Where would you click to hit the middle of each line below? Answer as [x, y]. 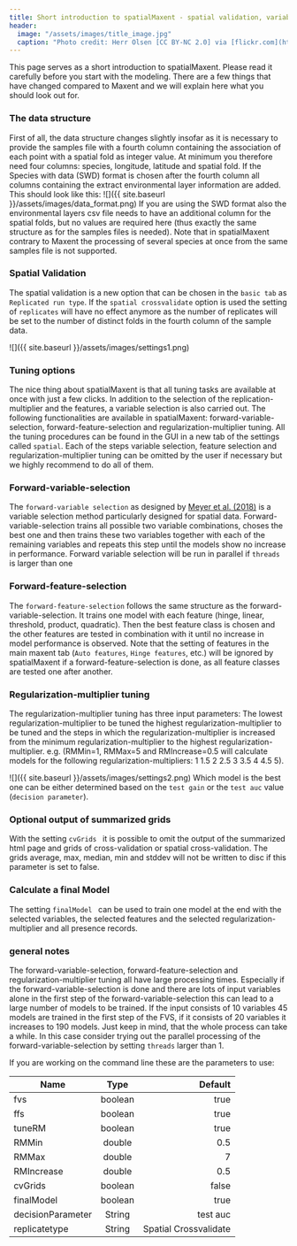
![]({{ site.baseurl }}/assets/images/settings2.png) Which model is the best [145, 778]
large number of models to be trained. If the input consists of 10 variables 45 [148, 1008]
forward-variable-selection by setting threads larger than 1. [117, 1045]
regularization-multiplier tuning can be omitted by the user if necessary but [146, 456]
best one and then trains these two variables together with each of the [137, 535]
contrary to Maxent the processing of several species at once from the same [148, 241]
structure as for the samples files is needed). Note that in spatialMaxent [139, 232]
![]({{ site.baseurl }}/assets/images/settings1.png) [99, 347]
